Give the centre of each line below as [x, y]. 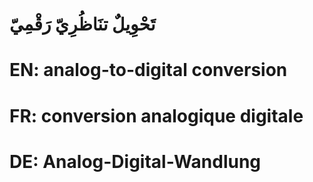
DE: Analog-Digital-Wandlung [135, 161]
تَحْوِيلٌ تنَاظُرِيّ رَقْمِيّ [82, 24]
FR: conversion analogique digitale [156, 115]
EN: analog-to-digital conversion [148, 70]
